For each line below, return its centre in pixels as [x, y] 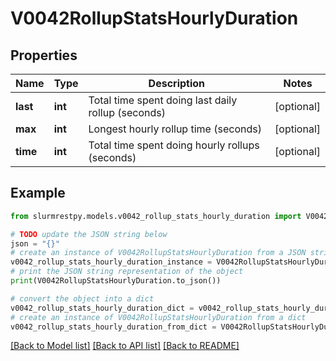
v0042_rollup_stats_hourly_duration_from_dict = [113, 327]
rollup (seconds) [127, 112]
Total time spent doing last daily [163, 100]
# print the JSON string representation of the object [127, 272]
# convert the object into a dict [82, 298]
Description [177, 83]
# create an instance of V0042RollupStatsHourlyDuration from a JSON [158, 253]
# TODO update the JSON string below [89, 234]
